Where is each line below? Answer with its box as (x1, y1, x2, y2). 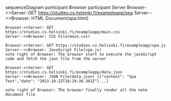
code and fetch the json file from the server (5, 56, 106, 61)
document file (5, 92, 36, 97)
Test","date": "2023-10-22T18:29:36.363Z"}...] (5, 79, 109, 84)
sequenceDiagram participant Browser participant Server (5, 5, 126, 10)
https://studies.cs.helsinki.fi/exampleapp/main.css (5, 30, 120, 35)
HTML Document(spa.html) (31, 15, 89, 21)
